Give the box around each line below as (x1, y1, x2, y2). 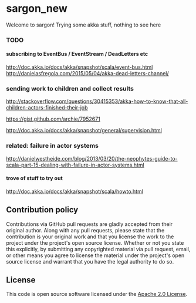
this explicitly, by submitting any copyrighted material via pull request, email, (6, 245, 191, 252)
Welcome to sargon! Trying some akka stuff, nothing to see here (6, 21, 161, 28)
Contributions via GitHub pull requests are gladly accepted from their (6, 220, 173, 228)
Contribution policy (6, 205, 79, 215)
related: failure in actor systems (6, 142, 99, 150)
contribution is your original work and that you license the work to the (6, 233, 174, 240)
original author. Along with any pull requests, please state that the (6, 227, 165, 234)
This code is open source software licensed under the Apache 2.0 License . (6, 291, 188, 298)
